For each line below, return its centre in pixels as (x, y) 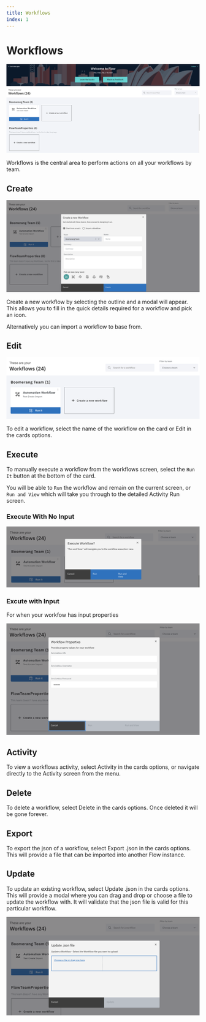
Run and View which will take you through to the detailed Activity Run (93, 494)
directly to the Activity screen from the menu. (64, 774)
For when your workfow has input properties (63, 615)
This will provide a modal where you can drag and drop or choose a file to (100, 895)
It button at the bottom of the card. (51, 476)
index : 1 (17, 19)
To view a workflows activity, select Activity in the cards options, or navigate (103, 767)
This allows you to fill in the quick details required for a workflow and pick (99, 308)
